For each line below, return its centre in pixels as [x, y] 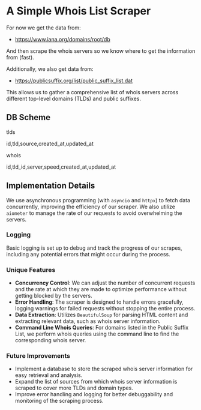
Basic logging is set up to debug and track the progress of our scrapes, [94, 248]
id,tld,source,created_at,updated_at [50, 143]
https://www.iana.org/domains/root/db [62, 39]
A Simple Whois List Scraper [79, 11]
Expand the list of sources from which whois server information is [96, 382]
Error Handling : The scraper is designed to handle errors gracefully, [99, 302]
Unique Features [31, 270]
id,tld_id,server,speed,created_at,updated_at [61, 167]
